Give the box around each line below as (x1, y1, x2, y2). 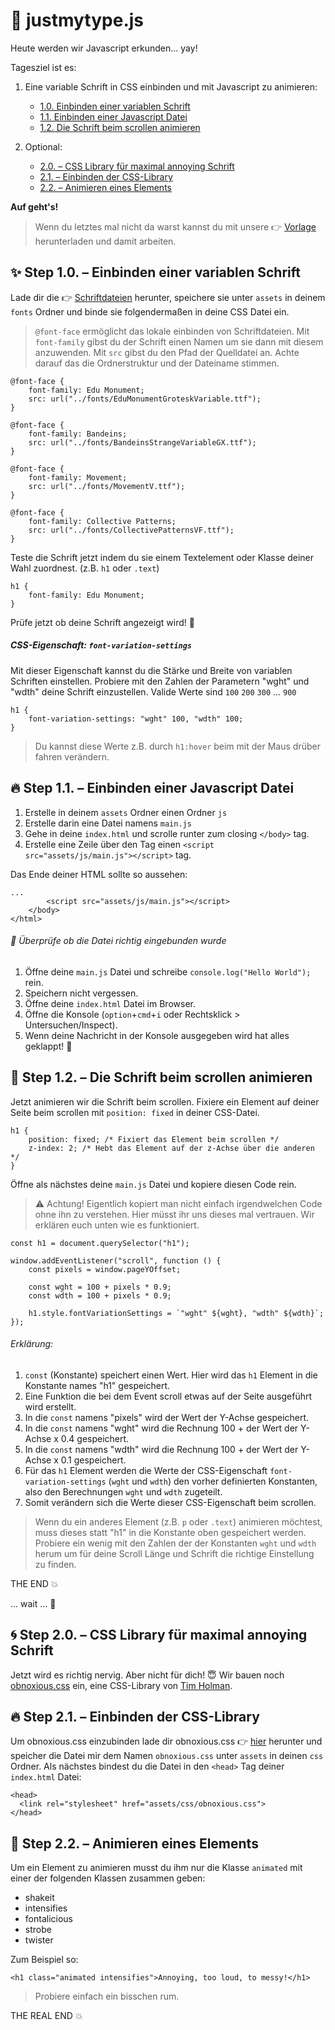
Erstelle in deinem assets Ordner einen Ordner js (24, 806, 228, 818)
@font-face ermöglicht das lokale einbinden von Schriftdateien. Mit (34, 325, 310, 337)
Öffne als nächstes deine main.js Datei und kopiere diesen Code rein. (10, 1178, 297, 1190)
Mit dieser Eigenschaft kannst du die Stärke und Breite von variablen (10, 664, 293, 676)
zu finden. (34, 1558, 77, 1570)
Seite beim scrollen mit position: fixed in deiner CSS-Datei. (10, 1106, 260, 1118)
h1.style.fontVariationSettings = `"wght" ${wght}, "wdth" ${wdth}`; (28, 1308, 325, 1318)
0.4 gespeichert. (60, 1432, 130, 1444)
